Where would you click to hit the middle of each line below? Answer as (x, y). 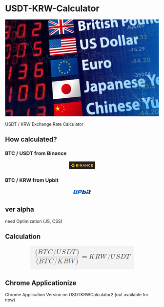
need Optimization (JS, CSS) (34, 221)
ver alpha (20, 209)
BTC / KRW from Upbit (32, 180)
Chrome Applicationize (41, 283)
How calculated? (31, 140)
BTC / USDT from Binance (36, 153)
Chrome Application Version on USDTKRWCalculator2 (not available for (77, 295)
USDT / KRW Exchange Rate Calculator (44, 124)
